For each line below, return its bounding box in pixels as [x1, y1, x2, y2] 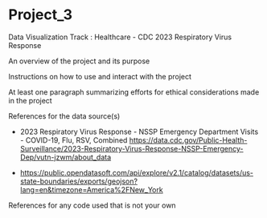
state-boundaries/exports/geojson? [19, 176, 138, 186]
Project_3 [8, 6, 73, 24]
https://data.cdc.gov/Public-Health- [129, 135, 248, 145]
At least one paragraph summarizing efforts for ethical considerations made [8, 87, 260, 97]
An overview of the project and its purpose [8, 56, 150, 66]
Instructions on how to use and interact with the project [8, 71, 191, 81]
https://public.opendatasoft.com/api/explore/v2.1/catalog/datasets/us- [19, 168, 254, 177]
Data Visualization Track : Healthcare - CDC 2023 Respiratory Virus [8, 32, 232, 42]
